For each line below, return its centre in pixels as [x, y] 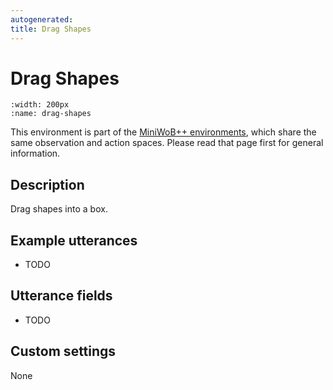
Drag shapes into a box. [59, 209]
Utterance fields [61, 296]
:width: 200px [40, 105]
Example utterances [74, 240]
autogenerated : [42, 19]
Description [47, 184]
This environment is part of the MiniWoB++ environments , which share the [163, 132]
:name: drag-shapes [51, 114]
